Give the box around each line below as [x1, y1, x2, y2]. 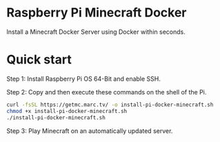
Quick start [6, 52, 72, 68]
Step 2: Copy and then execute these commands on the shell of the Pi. [6, 88, 207, 96]
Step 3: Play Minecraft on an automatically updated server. [6, 126, 173, 135]
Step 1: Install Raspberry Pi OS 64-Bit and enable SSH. [6, 74, 161, 83]
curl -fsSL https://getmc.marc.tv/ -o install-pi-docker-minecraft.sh [6, 101, 214, 108]
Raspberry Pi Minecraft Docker [6, 5, 187, 21]
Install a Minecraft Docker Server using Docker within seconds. [6, 28, 186, 36]
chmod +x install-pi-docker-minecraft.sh [6, 108, 128, 114]
